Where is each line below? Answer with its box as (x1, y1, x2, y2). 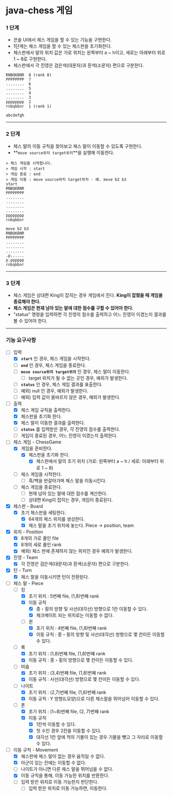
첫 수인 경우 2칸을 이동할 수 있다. (36, 727, 102, 734)
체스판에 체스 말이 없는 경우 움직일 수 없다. (20, 753, 106, 760)
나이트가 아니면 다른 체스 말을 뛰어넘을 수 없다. (20, 766, 114, 772)
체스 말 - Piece (13, 580, 44, 586)
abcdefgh (6, 113, 24, 118)
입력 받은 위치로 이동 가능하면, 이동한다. (28, 785, 108, 791)
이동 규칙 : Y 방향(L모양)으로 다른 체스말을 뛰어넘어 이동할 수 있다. (28, 695, 160, 701)
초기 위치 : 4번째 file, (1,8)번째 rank (36, 625, 107, 631)
